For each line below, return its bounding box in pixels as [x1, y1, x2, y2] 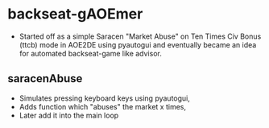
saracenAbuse [7, 72, 83, 85]
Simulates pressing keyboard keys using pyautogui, [19, 93, 191, 103]
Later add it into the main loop [19, 110, 119, 120]
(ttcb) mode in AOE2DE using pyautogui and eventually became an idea [19, 39, 257, 49]
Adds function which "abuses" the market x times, [19, 101, 187, 111]
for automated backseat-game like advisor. [19, 48, 162, 58]
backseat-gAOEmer [7, 5, 143, 23]
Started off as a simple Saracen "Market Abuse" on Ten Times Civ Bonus [19, 31, 262, 41]
